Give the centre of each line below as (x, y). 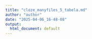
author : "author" (24, 15)
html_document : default (35, 29)
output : (13, 24)
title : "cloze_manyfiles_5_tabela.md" (46, 10)
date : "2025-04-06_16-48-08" (36, 19)
